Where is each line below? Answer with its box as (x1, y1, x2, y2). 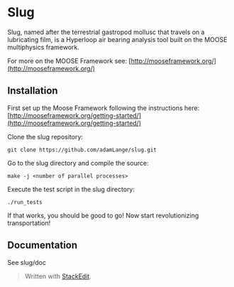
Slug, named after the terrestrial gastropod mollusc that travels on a (7, 28, 205, 36)
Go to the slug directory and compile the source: (7, 158, 149, 167)
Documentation (7, 239, 78, 251)
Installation (7, 85, 58, 97)
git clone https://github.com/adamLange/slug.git (7, 146, 157, 153)
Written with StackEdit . (24, 271, 92, 281)
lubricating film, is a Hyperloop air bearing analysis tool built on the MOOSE (7, 35, 228, 43)
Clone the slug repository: (7, 132, 84, 141)
